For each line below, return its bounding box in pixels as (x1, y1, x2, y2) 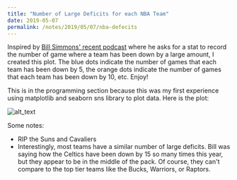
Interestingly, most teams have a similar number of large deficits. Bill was (17, 143, 231, 151)
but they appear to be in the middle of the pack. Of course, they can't (17, 157, 220, 166)
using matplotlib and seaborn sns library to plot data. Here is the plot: (7, 94, 209, 102)
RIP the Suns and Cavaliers (17, 135, 97, 143)
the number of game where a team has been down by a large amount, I (7, 50, 214, 59)
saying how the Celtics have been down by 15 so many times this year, (17, 150, 224, 159)
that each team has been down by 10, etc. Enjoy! (7, 73, 149, 81)
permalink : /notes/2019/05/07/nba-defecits (7, 23, 138, 30)
